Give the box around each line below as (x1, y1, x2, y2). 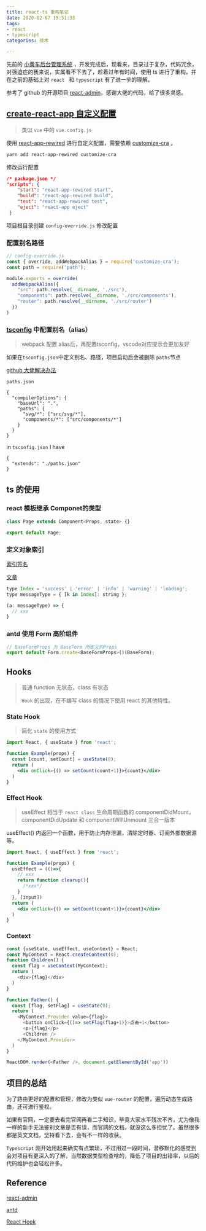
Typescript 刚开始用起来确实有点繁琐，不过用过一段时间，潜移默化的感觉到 (6, 1144, 197, 1152)
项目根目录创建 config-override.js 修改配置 (6, 222, 118, 229)
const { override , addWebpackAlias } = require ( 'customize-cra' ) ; (6, 259, 180, 265)
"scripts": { (6, 181, 40, 187)
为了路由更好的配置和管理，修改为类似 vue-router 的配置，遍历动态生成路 (6, 1095, 193, 1103)
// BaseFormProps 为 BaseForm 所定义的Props (6, 644, 118, 650)
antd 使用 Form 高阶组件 (6, 630, 78, 638)
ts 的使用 (6, 484, 40, 494)
